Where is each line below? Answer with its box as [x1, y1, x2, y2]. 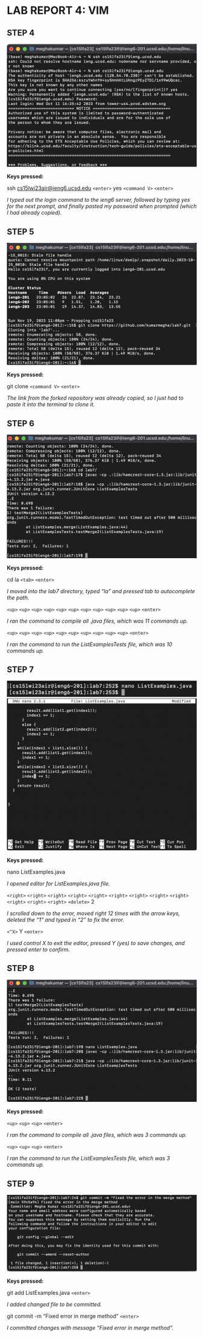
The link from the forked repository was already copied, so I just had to [7, 394, 184, 401]
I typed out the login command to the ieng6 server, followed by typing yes [7, 197, 190, 204]
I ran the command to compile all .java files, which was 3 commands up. [7, 1131, 187, 1139]
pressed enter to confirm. [7, 946, 70, 953]
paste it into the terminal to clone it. [7, 401, 95, 408]
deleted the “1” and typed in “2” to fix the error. [7, 916, 125, 923]
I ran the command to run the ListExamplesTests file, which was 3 [7, 1155, 170, 1162]
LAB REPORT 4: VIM [7, 4, 109, 17]
